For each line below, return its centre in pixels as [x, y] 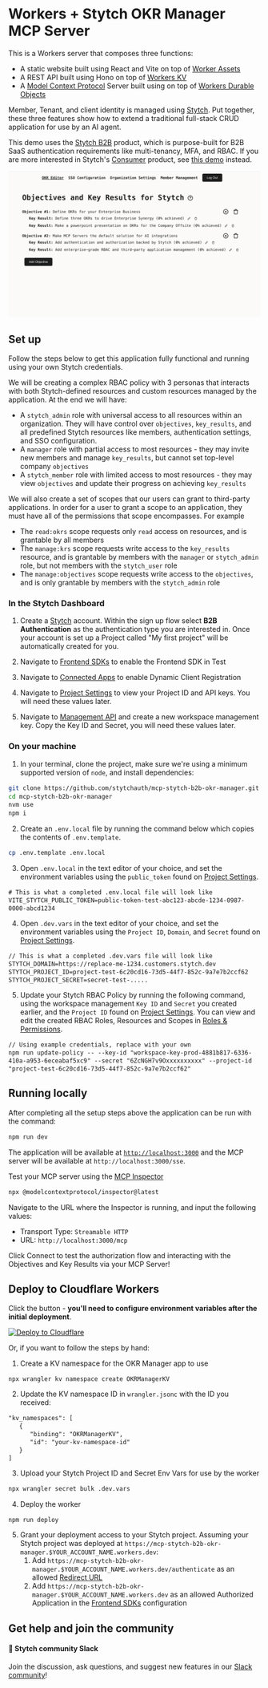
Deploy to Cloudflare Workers [84, 1289]
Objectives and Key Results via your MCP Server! [89, 1264]
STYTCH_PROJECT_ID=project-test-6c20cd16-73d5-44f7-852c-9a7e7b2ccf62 [128, 972]
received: [35, 1403]
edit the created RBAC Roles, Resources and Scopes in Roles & [124, 1021]
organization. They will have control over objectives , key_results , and [136, 424]
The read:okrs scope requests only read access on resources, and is [133, 532]
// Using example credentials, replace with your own [100, 1045]
